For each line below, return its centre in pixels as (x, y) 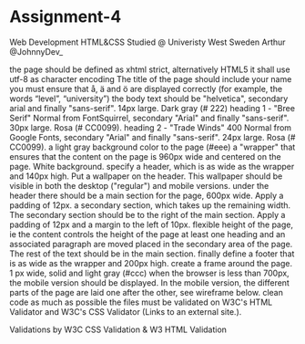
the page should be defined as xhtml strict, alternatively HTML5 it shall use (150, 69)
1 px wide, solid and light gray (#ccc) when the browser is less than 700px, (149, 273)
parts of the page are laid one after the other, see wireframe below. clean (147, 292)
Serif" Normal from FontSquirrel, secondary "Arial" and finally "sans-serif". (149, 118)
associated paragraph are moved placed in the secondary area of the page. (151, 244)
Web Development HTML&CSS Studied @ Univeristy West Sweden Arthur (147, 42)
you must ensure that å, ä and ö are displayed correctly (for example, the (146, 89)
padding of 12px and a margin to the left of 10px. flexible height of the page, (152, 224)
